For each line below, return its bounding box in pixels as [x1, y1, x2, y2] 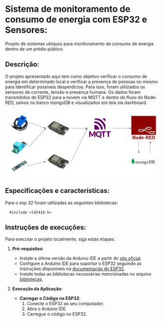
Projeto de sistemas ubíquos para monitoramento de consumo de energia [5, 40, 154, 46]
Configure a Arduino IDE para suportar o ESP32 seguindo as [19, 260, 142, 267]
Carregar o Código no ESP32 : [19, 295, 81, 301]
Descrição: [5, 60, 39, 69]
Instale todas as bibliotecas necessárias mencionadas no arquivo [19, 271, 151, 277]
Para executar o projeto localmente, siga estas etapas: [5, 236, 115, 242]
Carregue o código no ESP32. [27, 311, 87, 317]
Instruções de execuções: [5, 223, 86, 231]
